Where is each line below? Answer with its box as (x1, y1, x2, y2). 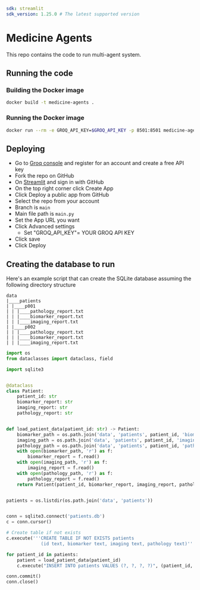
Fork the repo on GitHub (14, 172, 74, 179)
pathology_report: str (17, 410, 73, 417)
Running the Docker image (6, 114, 85, 122)
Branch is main (14, 204, 51, 211)
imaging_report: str (17, 405, 68, 411)
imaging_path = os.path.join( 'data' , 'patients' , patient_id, (17, 437, 174, 443)
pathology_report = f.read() (27, 476, 100, 482)
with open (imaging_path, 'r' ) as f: (17, 459, 108, 465)
